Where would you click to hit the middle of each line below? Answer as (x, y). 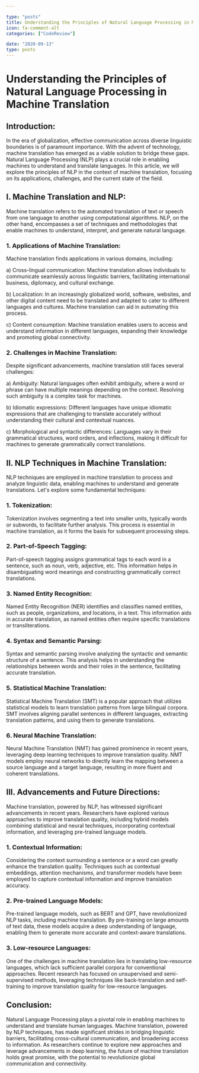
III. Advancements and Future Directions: (83, 792)
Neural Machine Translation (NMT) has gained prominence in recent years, (97, 748)
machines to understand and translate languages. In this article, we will (93, 166)
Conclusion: (29, 1005)
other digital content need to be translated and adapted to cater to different (98, 301)
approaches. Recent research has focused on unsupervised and (84, 973)
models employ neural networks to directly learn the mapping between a (95, 761)
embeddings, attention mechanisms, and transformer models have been (94, 873)
